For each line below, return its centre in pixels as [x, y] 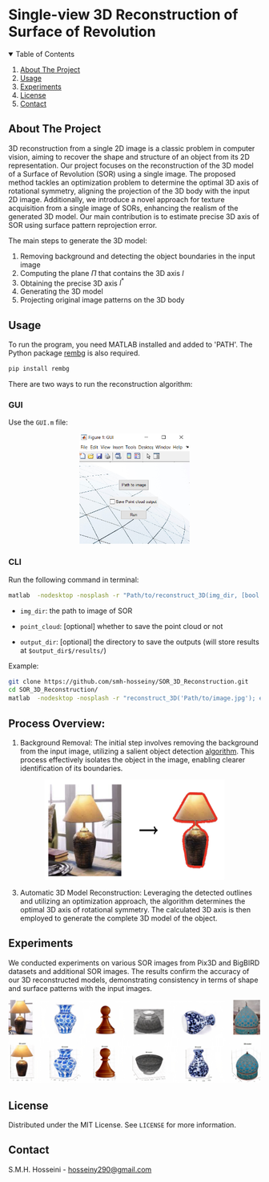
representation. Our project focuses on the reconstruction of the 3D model [131, 165]
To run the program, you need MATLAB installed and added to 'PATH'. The [130, 345]
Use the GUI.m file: [38, 422]
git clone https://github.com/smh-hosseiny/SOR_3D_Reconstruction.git [128, 681]
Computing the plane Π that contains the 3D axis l [102, 273]
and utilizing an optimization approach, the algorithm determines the [132, 901]
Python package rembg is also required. [74, 353]
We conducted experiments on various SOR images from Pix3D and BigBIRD [134, 963]
